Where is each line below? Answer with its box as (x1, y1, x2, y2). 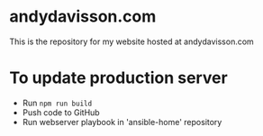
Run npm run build (22, 97, 93, 108)
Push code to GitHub (22, 106, 101, 118)
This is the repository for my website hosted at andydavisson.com (9, 36, 254, 47)
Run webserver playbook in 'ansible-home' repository (22, 116, 222, 127)
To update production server (9, 68, 228, 88)
